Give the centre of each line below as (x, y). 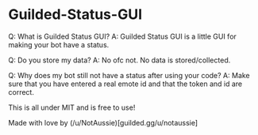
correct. (21, 92)
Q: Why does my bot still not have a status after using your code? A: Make (129, 75)
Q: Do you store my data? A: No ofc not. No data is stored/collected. (119, 60)
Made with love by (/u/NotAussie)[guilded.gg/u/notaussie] (103, 122)
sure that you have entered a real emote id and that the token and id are (125, 84)
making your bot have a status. (59, 44)
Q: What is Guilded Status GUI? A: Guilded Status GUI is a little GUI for (122, 36)
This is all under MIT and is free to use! (72, 107)
